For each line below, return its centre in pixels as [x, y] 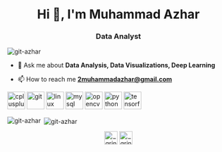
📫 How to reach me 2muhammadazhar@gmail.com [95, 80]
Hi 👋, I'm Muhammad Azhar [118, 14]
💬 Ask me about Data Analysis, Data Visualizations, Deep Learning [116, 65]
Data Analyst [118, 37]
